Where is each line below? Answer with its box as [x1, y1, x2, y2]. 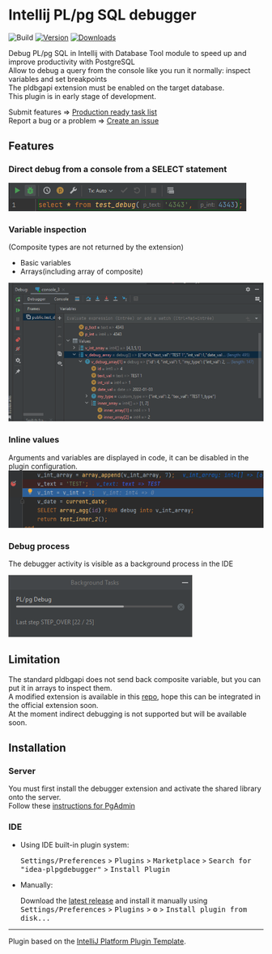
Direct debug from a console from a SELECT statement [8, 164, 227, 175]
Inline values [8, 434, 60, 446]
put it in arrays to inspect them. [8, 683, 113, 693]
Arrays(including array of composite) [19, 266, 143, 276]
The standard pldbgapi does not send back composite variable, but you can [8, 674, 261, 684]
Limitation [8, 653, 61, 667]
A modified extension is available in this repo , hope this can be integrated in [8, 692, 261, 701]
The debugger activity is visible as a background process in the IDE [8, 559, 233, 568]
